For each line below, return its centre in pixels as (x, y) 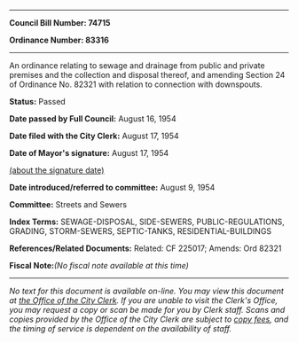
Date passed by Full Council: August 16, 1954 (93, 119)
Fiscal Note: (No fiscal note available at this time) (99, 265)
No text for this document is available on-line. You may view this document (146, 291)
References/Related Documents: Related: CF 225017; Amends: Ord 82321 (145, 248)
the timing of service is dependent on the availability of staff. (121, 328)
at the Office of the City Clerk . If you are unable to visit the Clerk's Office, (144, 300)
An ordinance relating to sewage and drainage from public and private (137, 66)
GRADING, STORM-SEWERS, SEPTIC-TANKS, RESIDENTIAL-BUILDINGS (141, 231)
